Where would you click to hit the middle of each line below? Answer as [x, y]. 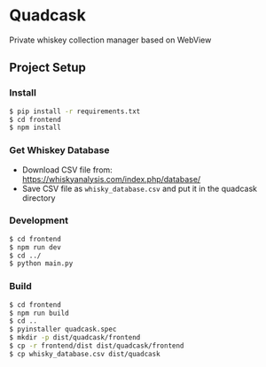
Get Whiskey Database [59, 150]
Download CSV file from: [67, 170]
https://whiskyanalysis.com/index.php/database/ [111, 179]
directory [39, 198]
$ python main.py [41, 264]
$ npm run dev [35, 247]
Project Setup [48, 68]
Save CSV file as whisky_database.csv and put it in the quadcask [139, 188]
